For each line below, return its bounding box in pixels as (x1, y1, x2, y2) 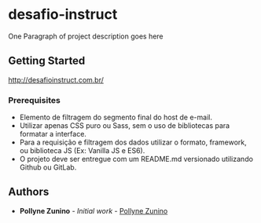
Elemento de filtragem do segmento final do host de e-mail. (19, 112, 212, 122)
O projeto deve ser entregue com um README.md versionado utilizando (19, 155, 254, 164)
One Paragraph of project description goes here (8, 31, 164, 41)
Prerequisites (8, 94, 61, 105)
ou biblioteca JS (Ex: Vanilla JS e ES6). (19, 146, 145, 155)
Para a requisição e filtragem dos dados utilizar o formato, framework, (19, 137, 248, 147)
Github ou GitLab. (19, 163, 77, 172)
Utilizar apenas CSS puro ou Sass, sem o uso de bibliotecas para (19, 121, 230, 130)
